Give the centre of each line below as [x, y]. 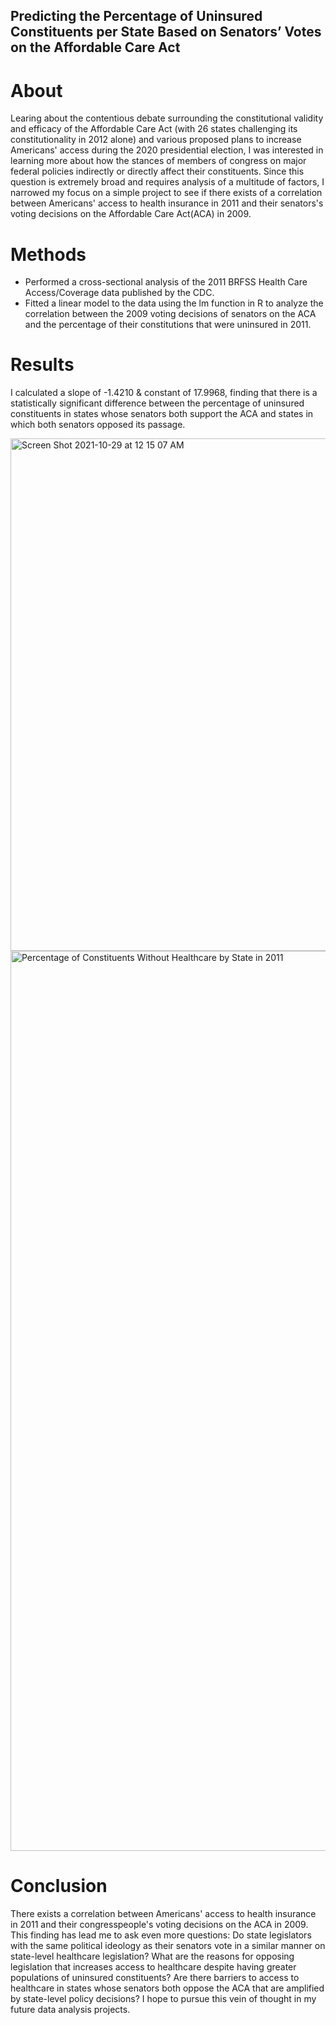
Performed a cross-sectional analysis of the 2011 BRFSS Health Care [166, 282]
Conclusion [59, 1886]
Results [42, 365]
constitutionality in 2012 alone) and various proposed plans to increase [156, 140]
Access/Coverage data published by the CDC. [119, 293]
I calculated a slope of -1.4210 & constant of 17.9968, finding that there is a [164, 393]
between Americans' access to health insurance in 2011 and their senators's [167, 203]
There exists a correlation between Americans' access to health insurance [163, 1914]
